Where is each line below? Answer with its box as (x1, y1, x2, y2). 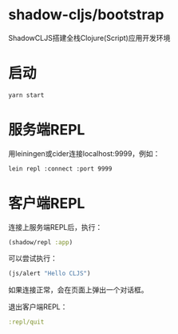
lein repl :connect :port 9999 (8, 164, 113, 173)
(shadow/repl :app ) (8, 238, 73, 246)
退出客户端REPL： (8, 302, 68, 312)
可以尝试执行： (8, 254, 57, 264)
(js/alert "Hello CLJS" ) (8, 270, 91, 278)
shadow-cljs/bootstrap (8, 6, 164, 24)
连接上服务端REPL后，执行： (8, 222, 103, 231)
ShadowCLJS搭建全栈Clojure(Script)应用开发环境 (8, 33, 171, 42)
